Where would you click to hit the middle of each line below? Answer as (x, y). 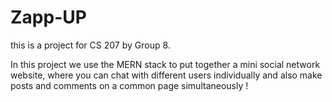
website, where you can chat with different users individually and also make (166, 75)
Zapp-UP (48, 17)
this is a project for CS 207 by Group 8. (90, 45)
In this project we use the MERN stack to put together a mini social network (165, 64)
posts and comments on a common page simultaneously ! (129, 85)
